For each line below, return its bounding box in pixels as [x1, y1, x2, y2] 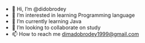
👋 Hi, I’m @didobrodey [11, 6, 67, 12]
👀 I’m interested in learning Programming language [11, 12, 136, 19]
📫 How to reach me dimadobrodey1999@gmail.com [11, 31, 140, 37]
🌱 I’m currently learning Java [11, 18, 82, 24]
